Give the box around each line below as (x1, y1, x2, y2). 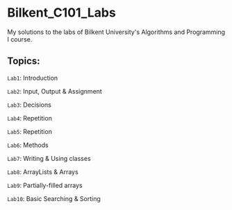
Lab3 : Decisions (7, 100, 52, 109)
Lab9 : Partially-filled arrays (7, 181, 83, 189)
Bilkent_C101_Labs (7, 5, 116, 21)
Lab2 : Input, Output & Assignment (7, 87, 102, 95)
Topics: (7, 55, 40, 67)
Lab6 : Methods (7, 141, 49, 149)
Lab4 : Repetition (7, 114, 52, 122)
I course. (7, 35, 33, 43)
